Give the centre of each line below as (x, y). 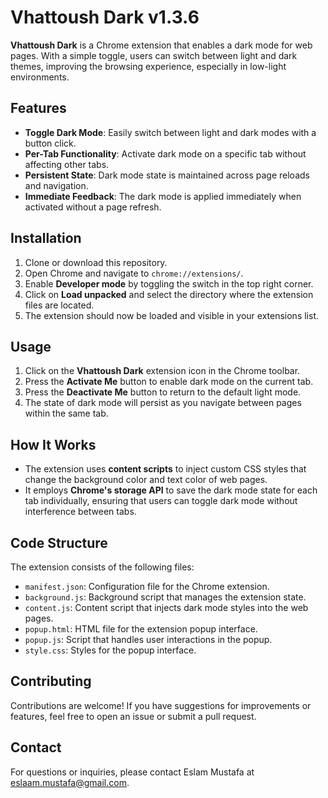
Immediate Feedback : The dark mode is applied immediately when (163, 196)
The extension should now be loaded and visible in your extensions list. (172, 315)
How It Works (53, 444)
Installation (46, 238)
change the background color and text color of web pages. (146, 480)
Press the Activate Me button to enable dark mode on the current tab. (169, 382)
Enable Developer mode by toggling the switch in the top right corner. (169, 283)
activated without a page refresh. (93, 207)
